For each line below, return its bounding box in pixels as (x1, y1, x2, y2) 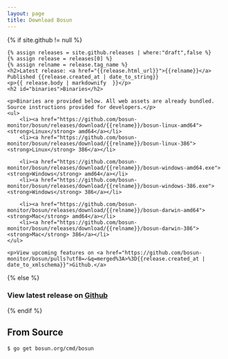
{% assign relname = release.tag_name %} (7, 61, 129, 68)
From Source (7, 326, 64, 338)
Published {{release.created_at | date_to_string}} (7, 73, 159, 80)
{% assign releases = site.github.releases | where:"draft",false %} (7, 49, 212, 56)
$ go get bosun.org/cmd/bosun (7, 344, 95, 352)
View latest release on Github (7, 290, 108, 300)
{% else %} (7, 273, 40, 281)
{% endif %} (7, 306, 43, 315)
